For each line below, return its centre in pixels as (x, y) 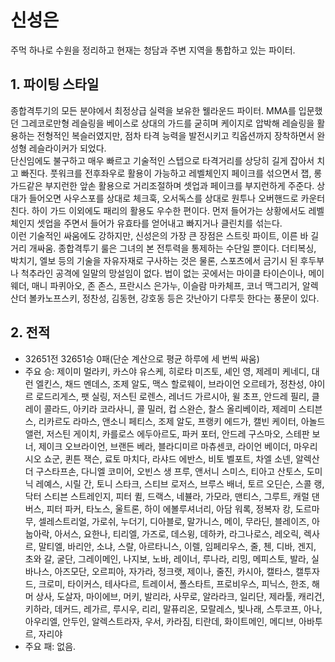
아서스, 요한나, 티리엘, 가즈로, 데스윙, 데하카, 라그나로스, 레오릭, (178, 533)
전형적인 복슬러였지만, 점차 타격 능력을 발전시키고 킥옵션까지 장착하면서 (175, 135)
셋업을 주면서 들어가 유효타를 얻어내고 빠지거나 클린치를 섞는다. (159, 223)
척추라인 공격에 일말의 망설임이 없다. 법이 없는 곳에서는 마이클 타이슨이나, (163, 273)
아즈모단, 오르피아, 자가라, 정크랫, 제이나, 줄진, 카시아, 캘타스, (174, 571)
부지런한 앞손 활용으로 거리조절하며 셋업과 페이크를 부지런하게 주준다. (179, 185)
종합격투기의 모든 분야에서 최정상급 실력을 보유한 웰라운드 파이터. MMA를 (153, 110)
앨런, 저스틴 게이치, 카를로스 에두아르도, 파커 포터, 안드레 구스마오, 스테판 (167, 433)
